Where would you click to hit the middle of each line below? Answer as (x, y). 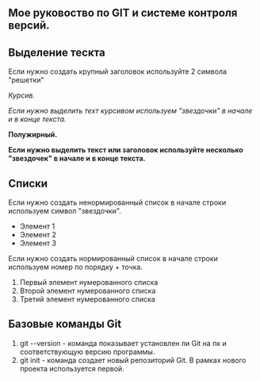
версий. (29, 26)
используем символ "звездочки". (65, 211)
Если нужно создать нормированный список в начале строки (113, 259)
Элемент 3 (38, 243)
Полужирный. (33, 135)
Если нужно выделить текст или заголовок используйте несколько (126, 150)
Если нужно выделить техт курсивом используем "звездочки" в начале (130, 111)
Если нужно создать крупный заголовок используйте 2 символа (118, 71)
